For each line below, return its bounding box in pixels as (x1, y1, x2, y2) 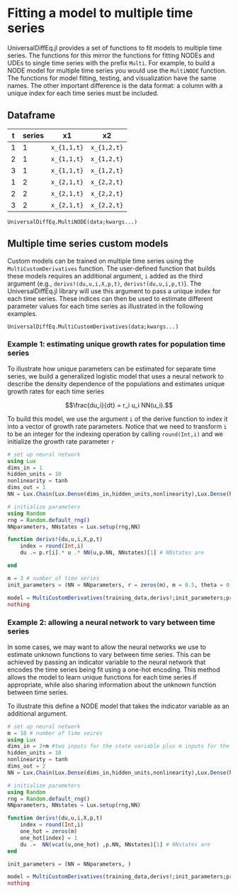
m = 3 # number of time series (7, 574, 100, 582)
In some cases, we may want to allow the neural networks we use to (7, 643, 207, 651)
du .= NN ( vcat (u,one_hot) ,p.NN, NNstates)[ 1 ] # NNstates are (20, 841, 211, 848)
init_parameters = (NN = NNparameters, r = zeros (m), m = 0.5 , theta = (7, 581, 223, 589)
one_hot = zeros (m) (20, 828, 78, 835)
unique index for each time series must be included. (7, 89, 159, 97)
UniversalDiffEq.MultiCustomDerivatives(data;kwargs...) (7, 323, 179, 330)
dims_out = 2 (7, 763, 46, 770)
